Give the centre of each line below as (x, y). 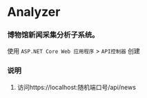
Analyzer (34, 12)
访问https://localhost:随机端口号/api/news (77, 87)
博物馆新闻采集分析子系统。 (53, 35)
